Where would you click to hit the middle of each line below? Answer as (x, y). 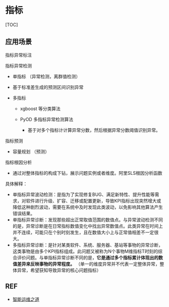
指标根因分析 (18, 162)
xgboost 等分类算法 (40, 109)
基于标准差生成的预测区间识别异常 (48, 87)
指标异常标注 (18, 55)
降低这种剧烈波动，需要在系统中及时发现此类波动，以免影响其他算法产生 (88, 207)
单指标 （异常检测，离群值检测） (46, 76)
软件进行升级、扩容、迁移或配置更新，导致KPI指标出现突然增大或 (94, 200)
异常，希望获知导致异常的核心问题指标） (59, 270)
